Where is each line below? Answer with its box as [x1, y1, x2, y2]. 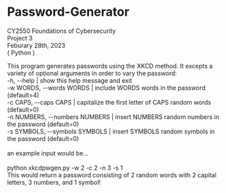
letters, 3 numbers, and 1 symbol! [7, 178, 101, 186]
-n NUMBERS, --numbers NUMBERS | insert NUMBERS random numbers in [7, 112, 220, 120]
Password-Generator [7, 4, 130, 20]
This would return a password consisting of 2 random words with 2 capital [7, 170, 217, 179]
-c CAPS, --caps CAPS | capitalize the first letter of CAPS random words [7, 98, 212, 106]
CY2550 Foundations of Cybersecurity [7, 27, 116, 35]
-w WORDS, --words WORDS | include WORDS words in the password [7, 83, 206, 92]
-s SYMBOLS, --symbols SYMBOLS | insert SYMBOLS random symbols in [7, 127, 215, 136]
